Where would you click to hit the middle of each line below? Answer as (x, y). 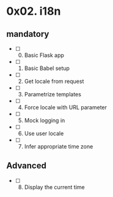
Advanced (27, 166)
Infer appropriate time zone (59, 146)
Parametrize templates (53, 94)
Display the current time (55, 187)
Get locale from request (54, 81)
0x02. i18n (34, 11)
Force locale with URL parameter (66, 107)
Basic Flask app (44, 55)
